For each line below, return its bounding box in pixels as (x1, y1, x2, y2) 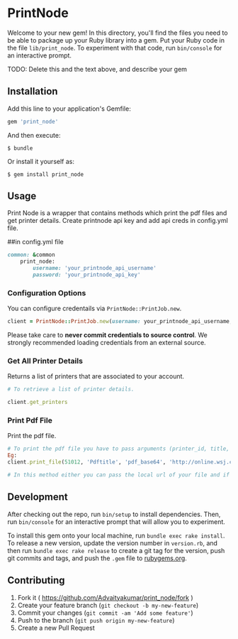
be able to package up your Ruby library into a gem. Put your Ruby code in (7, 35, 225, 44)
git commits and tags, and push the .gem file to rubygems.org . (7, 554, 188, 562)
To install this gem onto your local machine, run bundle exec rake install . (7, 531, 225, 540)
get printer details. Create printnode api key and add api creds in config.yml (7, 217, 228, 225)
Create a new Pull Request (17, 623, 96, 632)
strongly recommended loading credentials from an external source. (7, 339, 207, 347)
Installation (7, 85, 58, 97)
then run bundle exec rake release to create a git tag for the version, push (7, 546, 225, 555)
